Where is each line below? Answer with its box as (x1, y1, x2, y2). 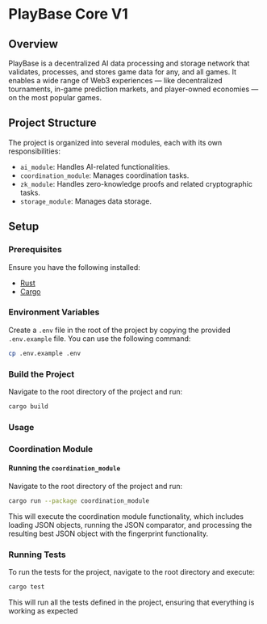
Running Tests (8, 549, 66, 560)
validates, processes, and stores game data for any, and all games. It (8, 67, 236, 77)
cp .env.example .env (8, 349, 81, 357)
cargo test (8, 583, 45, 591)
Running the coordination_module (8, 463, 121, 473)
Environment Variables (8, 306, 100, 318)
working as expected (8, 605, 78, 615)
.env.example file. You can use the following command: (8, 333, 191, 344)
